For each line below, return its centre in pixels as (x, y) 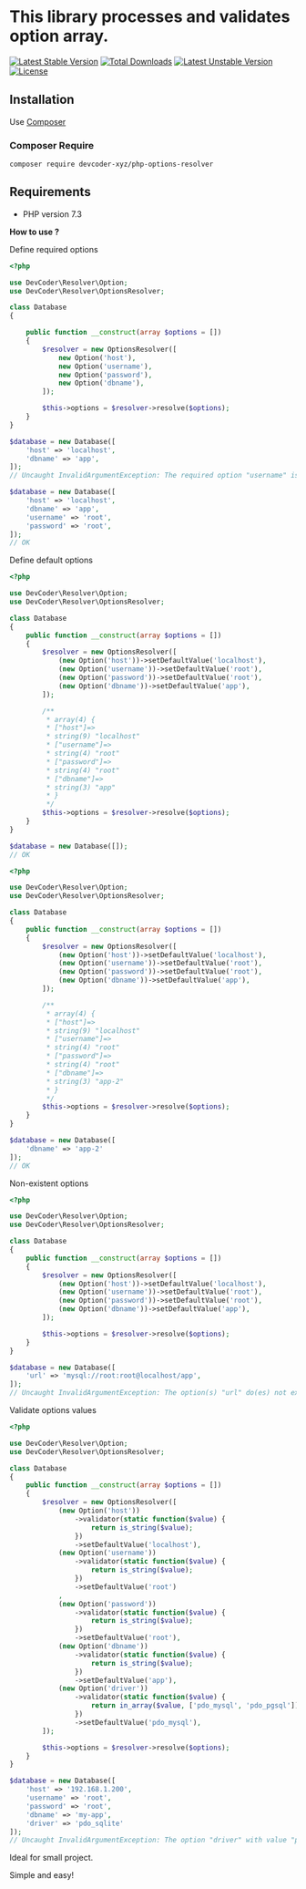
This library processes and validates (150, 17)
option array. (59, 36)
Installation (42, 100)
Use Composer (38, 121)
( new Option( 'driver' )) (103, 1688)
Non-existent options (49, 1183)
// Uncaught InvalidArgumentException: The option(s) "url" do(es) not (148, 1393)
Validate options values (53, 1410)
